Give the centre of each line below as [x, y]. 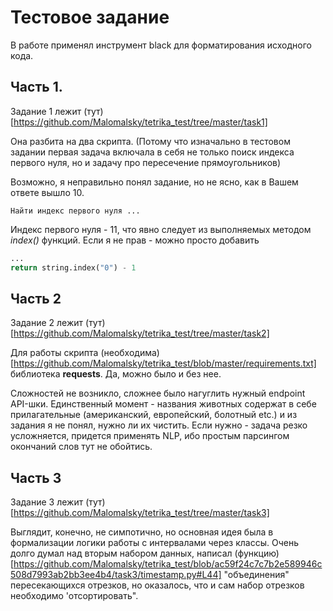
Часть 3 [36, 477]
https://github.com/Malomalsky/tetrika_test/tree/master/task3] [141, 513]
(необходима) [130, 353]
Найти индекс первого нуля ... [75, 211]
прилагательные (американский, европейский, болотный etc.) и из [154, 415]
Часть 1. [36, 87]
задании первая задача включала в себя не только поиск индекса [152, 152]
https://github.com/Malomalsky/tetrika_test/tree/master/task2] [141, 333]
